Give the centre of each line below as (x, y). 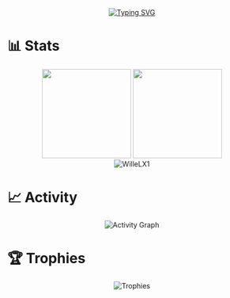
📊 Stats (34, 46)
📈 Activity (43, 198)
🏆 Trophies (47, 259)
